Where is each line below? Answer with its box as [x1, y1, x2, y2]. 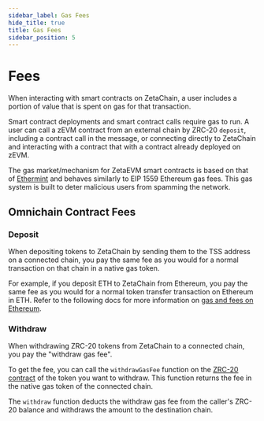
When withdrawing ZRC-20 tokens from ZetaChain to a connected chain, [8, 342, 245, 351]
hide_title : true [8, 19, 65, 27]
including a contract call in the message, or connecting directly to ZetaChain [8, 134, 256, 143]
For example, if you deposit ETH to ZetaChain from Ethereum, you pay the [8, 279, 248, 288]
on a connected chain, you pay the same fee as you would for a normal [8, 255, 239, 264]
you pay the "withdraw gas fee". [8, 349, 113, 359]
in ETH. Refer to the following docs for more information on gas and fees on [8, 295, 254, 305]
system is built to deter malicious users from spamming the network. [8, 183, 231, 192]
